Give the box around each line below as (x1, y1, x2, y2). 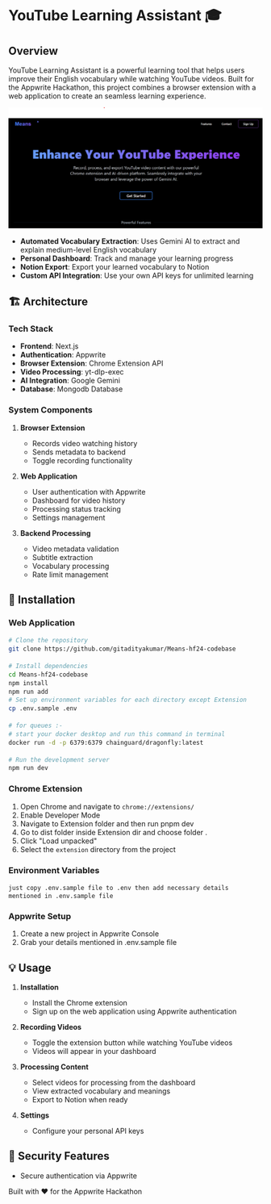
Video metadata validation (31, 544, 119, 554)
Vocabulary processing (31, 561, 110, 571)
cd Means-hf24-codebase (8, 671, 89, 679)
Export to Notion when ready (31, 1095, 128, 1105)
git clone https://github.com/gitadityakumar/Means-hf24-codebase (8, 645, 236, 654)
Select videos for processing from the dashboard (31, 1078, 196, 1088)
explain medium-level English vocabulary (19, 245, 157, 254)
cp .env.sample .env (8, 704, 78, 713)
